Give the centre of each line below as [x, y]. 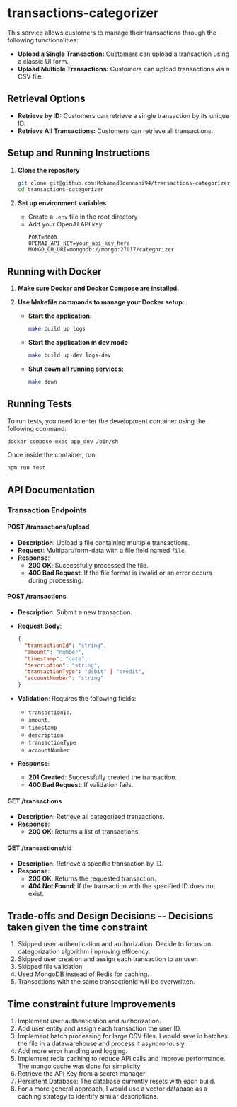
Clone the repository [48, 170]
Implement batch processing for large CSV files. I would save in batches [122, 1036]
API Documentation [51, 490]
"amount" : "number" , [54, 652]
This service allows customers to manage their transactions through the [112, 33]
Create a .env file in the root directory [83, 217]
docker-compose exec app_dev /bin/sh [63, 441]
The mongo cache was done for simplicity [79, 1066]
